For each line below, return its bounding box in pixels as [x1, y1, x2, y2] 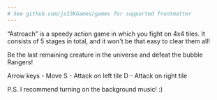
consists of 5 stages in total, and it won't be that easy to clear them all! [7, 36, 211, 45]
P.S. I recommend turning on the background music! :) [7, 85, 163, 93]
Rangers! [7, 57, 33, 66]
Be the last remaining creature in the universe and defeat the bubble [7, 50, 204, 59]
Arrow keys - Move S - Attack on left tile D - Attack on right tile [7, 71, 188, 80]
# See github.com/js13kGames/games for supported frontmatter [7, 10, 192, 17]
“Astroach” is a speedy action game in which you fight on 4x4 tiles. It [7, 29, 206, 38]
